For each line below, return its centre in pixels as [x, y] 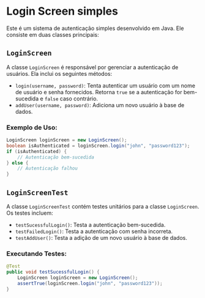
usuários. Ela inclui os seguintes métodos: [59, 73]
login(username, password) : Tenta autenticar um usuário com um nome [105, 85]
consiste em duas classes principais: [53, 34]
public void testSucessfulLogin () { [53, 272]
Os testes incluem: [30, 213]
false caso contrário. [72, 99]
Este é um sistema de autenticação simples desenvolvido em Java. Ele [95, 28]
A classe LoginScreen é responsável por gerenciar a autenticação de [92, 67]
